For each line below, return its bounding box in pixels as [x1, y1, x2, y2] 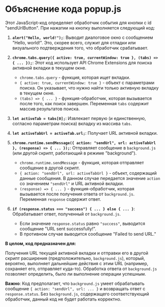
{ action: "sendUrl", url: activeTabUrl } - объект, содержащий [19, 170, 157, 176]
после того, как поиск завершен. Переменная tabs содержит [19, 100, 149, 106]
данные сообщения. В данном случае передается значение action [19, 175, 161, 181]
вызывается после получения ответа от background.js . [19, 191, 135, 197]
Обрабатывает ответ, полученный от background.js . [12, 211, 121, 217]
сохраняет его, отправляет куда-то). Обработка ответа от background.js [5, 266, 157, 272]
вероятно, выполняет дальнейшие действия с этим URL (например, [5, 260, 149, 266]
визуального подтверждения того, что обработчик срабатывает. [12, 45, 149, 51]
